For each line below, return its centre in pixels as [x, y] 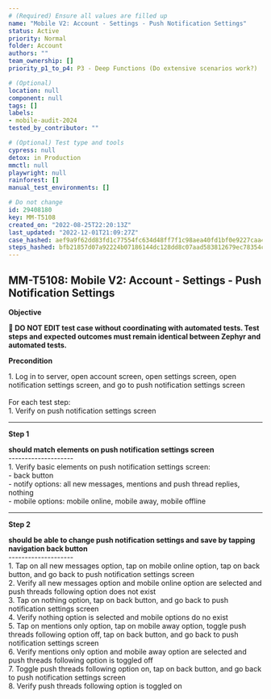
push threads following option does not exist [82, 592]
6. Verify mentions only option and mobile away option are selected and [128, 651]
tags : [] [23, 106]
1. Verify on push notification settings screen [82, 411]
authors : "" [28, 53]
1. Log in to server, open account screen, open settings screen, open [122, 376]
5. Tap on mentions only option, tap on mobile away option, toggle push [127, 625]
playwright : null [38, 173]
